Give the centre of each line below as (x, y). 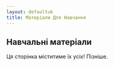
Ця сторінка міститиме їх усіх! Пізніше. (57, 57)
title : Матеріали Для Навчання (46, 18)
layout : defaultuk (30, 12)
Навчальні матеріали (49, 42)
